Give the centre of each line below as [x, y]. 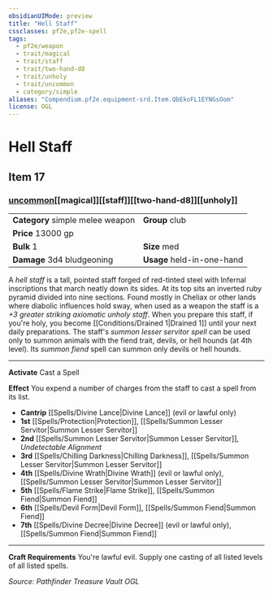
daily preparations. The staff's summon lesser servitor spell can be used [129, 332]
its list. [19, 397]
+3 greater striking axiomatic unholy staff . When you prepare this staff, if [131, 314]
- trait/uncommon [45, 84]
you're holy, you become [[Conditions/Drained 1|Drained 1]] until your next [133, 323]
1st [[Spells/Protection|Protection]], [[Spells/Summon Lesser [121, 421]
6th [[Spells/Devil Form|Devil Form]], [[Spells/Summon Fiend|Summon [138, 508]
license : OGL [30, 107]
